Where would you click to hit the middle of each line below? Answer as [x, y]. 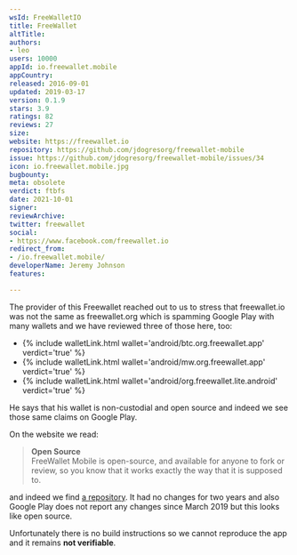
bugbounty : [29, 174]
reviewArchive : [37, 216]
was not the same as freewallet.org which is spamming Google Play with [142, 316]
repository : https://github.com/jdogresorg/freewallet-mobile [127, 149]
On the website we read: [54, 434]
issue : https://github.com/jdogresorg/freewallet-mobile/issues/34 [137, 158]
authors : [25, 42]
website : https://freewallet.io [69, 141]
